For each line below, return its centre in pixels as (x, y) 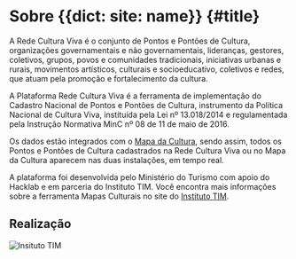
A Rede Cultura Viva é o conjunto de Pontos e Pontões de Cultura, (130, 41)
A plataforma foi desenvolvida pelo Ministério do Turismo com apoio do (140, 177)
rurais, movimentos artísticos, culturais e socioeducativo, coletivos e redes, (147, 69)
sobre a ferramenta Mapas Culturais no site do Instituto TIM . (119, 196)
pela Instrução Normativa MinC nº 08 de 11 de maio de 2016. (120, 124)
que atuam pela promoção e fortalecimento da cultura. (109, 78)
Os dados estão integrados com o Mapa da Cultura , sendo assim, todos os (145, 141)
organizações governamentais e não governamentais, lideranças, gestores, (147, 50)
